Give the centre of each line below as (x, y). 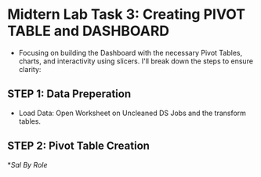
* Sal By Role (27, 164)
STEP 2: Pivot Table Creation (79, 146)
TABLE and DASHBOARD (89, 31)
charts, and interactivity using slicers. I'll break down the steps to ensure (136, 61)
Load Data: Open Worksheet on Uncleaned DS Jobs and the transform (132, 113)
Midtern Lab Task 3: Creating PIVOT (127, 14)
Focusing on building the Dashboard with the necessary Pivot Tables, (130, 52)
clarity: (30, 69)
